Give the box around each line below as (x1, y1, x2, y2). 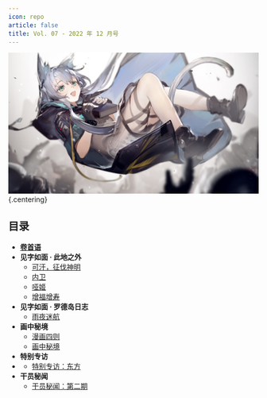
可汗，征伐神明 (31, 262, 81, 272)
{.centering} (8, 195, 48, 204)
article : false (8, 21, 59, 29)
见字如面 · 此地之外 (19, 252, 82, 261)
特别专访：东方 (31, 361, 81, 371)
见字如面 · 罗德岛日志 (19, 302, 89, 311)
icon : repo (8, 13, 44, 21)
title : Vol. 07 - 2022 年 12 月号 (8, 29, 119, 37)
